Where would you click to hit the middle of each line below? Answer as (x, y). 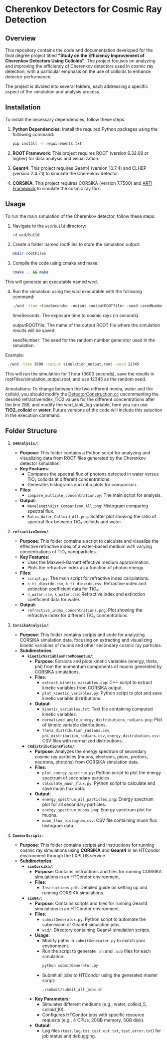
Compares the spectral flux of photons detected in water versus (93, 474)
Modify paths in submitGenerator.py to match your (94, 940)
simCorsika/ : (40, 866)
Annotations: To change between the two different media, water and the (79, 388)
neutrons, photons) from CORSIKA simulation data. (87, 762)
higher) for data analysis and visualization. (56, 158)
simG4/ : (35, 898)
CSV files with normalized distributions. (83, 740)
